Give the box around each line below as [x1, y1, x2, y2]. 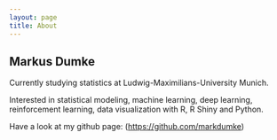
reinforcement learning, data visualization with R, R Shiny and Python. [9, 104, 264, 115]
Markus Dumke [9, 54, 96, 69]
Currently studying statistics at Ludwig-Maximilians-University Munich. [9, 77, 269, 89]
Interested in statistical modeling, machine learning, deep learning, [9, 95, 253, 105]
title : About [9, 21, 58, 30]
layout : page [9, 12, 58, 22]
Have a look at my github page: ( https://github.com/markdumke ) [9, 121, 245, 132]
